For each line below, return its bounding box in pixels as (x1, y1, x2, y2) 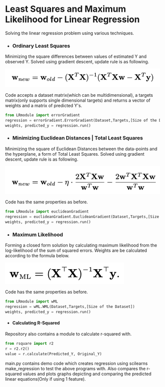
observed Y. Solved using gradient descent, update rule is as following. (5, 59, 149, 65)
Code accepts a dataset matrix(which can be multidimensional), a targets (5, 92, 153, 98)
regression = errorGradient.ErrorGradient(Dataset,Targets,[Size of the (5, 118, 157, 123)
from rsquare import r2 (5, 341, 54, 346)
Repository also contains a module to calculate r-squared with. (5, 331, 132, 337)
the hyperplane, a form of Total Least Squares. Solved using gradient (5, 151, 145, 157)
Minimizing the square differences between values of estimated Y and (5, 54, 147, 59)
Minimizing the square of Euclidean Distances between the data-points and (5, 146, 158, 152)
